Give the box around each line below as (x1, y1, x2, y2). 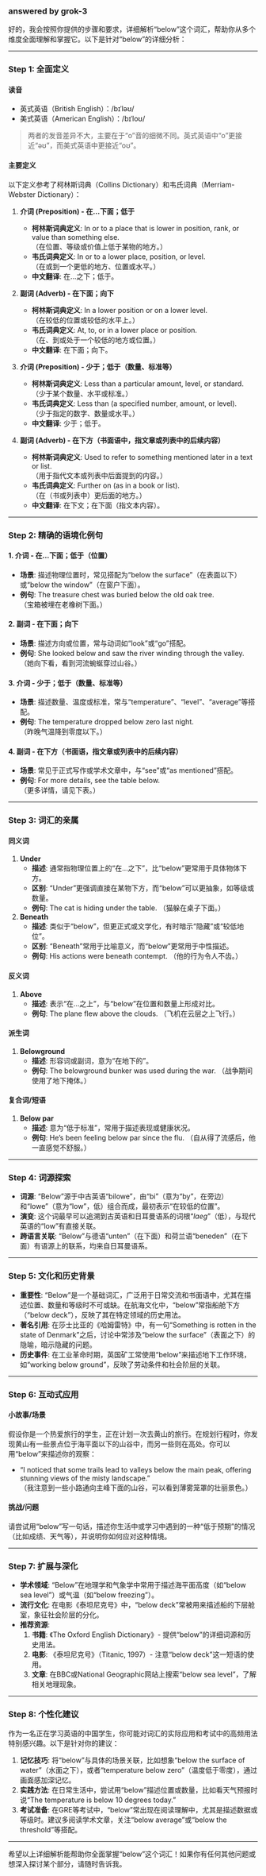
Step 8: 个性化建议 (8, 1709, 79, 1720)
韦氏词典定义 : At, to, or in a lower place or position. (31, 325, 198, 334)
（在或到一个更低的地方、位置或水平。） (31, 261, 161, 271)
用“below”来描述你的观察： (8, 1449, 97, 1458)
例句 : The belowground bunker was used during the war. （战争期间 (31, 1066, 253, 1075)
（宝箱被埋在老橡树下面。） (19, 600, 107, 609)
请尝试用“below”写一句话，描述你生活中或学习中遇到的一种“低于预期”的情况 (8, 1522, 256, 1531)
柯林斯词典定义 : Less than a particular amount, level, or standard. (31, 379, 244, 388)
